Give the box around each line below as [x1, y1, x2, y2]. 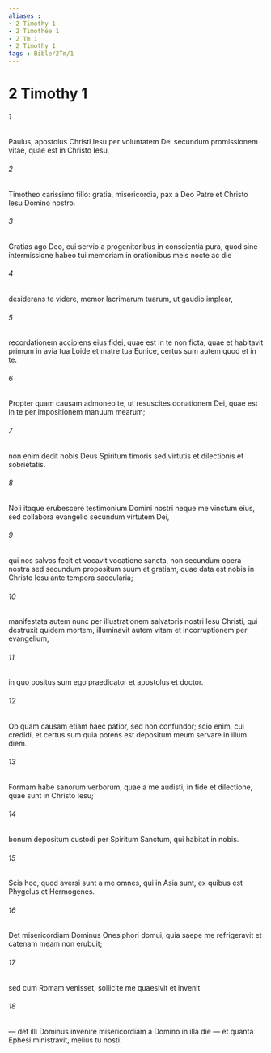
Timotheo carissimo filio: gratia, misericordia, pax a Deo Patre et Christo [8, 189, 248, 199]
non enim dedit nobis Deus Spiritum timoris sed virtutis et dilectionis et [8, 451, 244, 461]
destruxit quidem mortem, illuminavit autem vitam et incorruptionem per [8, 625, 248, 635]
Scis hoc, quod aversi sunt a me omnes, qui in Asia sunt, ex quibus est [8, 878, 243, 888]
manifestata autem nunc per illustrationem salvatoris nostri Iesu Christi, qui [8, 617, 258, 626]
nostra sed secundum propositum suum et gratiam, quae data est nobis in [8, 565, 255, 574]
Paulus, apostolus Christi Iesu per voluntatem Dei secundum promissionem [8, 137, 259, 147]
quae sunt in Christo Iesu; [8, 790, 95, 800]
